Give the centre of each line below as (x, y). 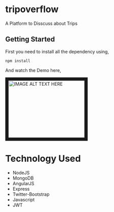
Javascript (24, 199)
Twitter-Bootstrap (31, 194)
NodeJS (21, 172)
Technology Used (43, 158)
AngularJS (23, 183)
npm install (18, 61)
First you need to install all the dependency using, (57, 51)
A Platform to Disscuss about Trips (41, 23)
